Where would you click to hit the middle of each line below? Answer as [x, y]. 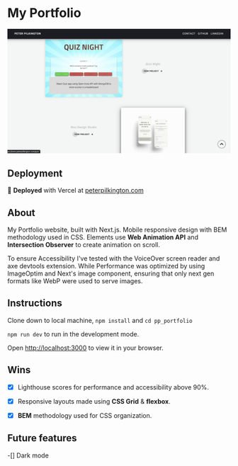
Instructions [35, 303]
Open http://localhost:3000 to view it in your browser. [86, 348]
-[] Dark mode [28, 455]
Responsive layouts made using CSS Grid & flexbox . [94, 401]
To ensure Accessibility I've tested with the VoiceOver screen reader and [114, 258]
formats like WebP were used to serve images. [75, 281]
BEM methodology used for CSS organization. [85, 415]
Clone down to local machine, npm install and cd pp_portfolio [100, 320]
